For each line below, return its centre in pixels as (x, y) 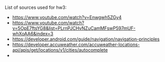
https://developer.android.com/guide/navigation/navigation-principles (86, 39)
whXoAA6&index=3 (33, 34)
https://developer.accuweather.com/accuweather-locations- (76, 45)
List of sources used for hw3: (36, 7)
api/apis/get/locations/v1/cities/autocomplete (60, 50)
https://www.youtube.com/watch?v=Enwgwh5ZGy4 (67, 17)
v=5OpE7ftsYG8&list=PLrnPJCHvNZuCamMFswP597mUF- (74, 28)
